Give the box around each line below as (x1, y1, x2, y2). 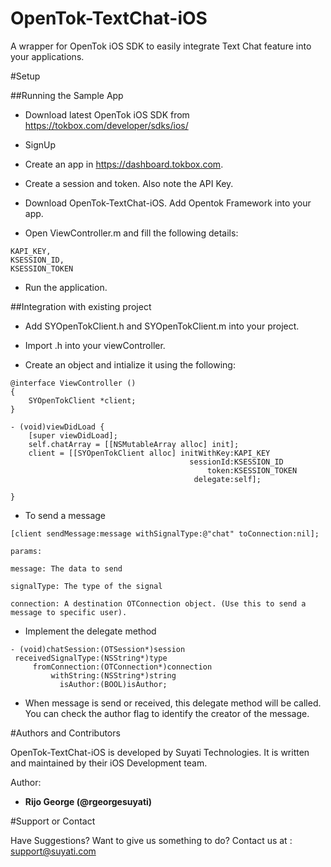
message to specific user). (10, 607, 128, 617)
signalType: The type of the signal (10, 581, 163, 591)
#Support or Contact (10, 815, 96, 827)
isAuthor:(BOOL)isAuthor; (59, 679, 168, 689)
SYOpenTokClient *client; (28, 395, 137, 406)
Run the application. (24, 281, 108, 293)
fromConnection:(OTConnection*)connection (32, 662, 213, 672)
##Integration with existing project (10, 300, 152, 312)
